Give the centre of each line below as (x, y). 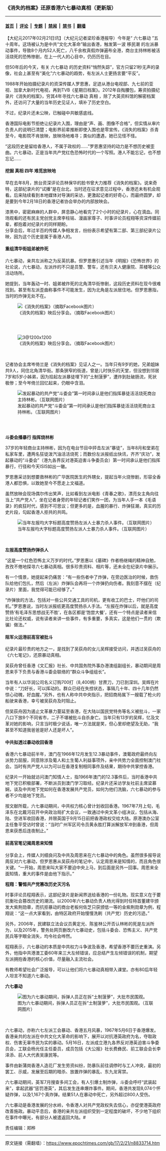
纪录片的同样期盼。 (50, 224)
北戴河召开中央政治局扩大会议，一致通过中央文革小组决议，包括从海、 (89, 812)
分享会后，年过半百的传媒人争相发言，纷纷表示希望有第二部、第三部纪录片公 (83, 230)
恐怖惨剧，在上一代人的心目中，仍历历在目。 (68, 56)
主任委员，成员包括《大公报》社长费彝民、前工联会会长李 (102, 1049)
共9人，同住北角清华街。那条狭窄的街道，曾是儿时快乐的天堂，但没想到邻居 (82, 370)
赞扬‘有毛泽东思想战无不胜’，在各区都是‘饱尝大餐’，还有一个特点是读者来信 (81, 612)
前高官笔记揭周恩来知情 (29, 843)
